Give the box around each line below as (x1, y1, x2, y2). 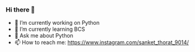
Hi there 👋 (5, 5, 36, 14)
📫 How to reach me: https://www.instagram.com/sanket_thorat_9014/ (14, 39, 189, 46)
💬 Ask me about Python (14, 32, 74, 39)
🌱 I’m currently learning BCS (14, 25, 85, 33)
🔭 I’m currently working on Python (14, 19, 100, 27)
